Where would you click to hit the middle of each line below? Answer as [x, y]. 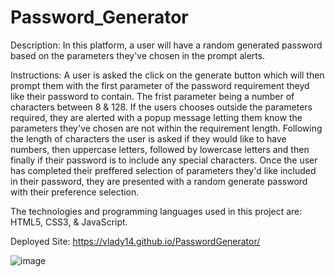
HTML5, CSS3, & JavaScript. [69, 222]
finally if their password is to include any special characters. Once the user [164, 160]
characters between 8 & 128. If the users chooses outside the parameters [161, 107]
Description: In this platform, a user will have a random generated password [166, 45]
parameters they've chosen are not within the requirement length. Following [166, 128]
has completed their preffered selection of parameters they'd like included [163, 170]
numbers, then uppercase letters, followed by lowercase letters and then [160, 149]
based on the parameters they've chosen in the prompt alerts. [138, 55]
